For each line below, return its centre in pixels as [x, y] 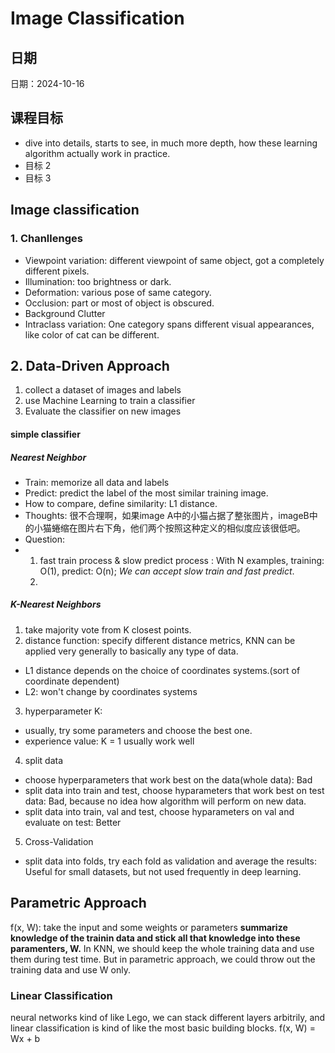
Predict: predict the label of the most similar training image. [146, 493]
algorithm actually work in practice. [97, 153]
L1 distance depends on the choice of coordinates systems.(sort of [162, 670]
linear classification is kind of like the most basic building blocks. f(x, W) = [163, 1028]
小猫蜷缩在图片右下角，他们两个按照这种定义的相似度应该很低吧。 [169, 528]
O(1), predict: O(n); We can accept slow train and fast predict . [167, 571]
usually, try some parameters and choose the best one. [138, 730]
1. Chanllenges [46, 239]
